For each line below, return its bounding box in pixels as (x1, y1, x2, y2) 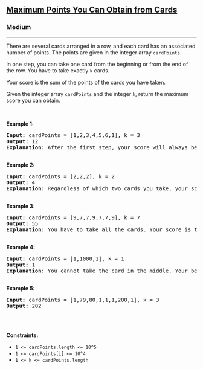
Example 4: (6, 243, 35, 251)
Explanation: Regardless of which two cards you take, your (6, 185, 188, 192)
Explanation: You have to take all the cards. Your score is (6, 226, 192, 233)
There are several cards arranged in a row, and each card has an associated (6, 42, 196, 50)
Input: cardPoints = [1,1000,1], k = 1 (6, 255, 124, 262)
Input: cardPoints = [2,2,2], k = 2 (6, 173, 115, 180)
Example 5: (6, 284, 35, 292)
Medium (6, 23, 31, 31)
